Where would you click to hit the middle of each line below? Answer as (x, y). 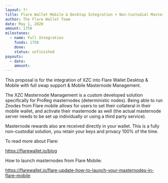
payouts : (14, 56)
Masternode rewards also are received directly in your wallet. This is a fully (82, 126)
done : (20, 47)
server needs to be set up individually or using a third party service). (76, 116)
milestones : (17, 33)
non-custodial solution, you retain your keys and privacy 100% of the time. (82, 131)
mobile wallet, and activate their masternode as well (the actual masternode (83, 111)
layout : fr (16, 10)
